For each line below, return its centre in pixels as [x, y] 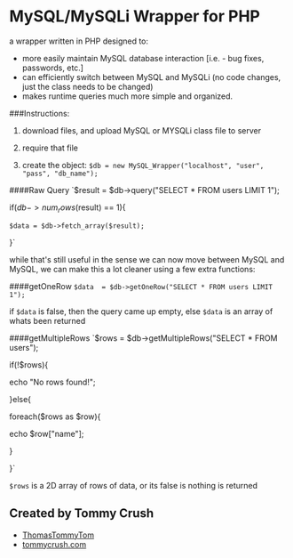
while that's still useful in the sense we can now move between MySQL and [147, 259]
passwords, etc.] [53, 68]
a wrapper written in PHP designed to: [79, 41]
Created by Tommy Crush [81, 514]
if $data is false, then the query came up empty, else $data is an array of [141, 311]
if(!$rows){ [29, 364]
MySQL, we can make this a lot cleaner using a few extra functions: [132, 269]
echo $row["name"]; [47, 433]
